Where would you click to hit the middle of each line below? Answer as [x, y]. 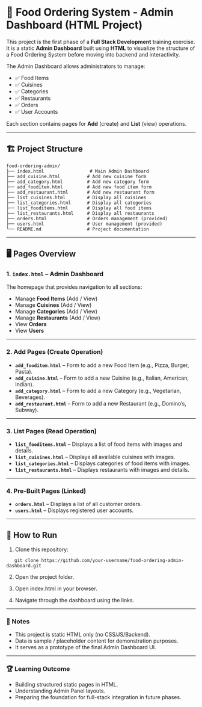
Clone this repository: [41, 549]
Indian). [24, 384]
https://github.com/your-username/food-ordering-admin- [113, 561]
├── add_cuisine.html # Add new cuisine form [76, 176]
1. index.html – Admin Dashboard [55, 274]
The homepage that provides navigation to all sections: [74, 287]
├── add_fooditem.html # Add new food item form [79, 187]
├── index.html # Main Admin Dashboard [78, 171]
